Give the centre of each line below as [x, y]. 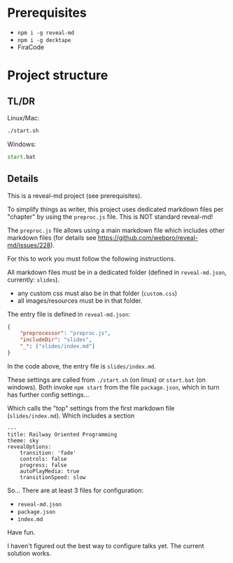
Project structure [58, 76]
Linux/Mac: [23, 117]
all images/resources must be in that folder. [80, 300]
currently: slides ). [34, 279]
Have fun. [21, 532]
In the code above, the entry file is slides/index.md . [82, 366]
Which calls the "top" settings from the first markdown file [91, 408]
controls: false [44, 459]
